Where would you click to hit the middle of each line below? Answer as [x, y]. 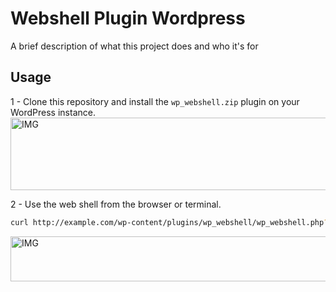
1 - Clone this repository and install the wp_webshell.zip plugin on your [155, 101]
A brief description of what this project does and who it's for [134, 46]
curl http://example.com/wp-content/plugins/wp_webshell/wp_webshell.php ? [169, 222]
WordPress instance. [53, 112]
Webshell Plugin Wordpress [128, 18]
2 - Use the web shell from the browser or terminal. [116, 204]
